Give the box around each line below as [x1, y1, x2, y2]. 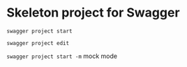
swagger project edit [6, 39, 70, 46]
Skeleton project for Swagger [6, 5, 180, 21]
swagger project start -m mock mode [6, 52, 118, 60]
